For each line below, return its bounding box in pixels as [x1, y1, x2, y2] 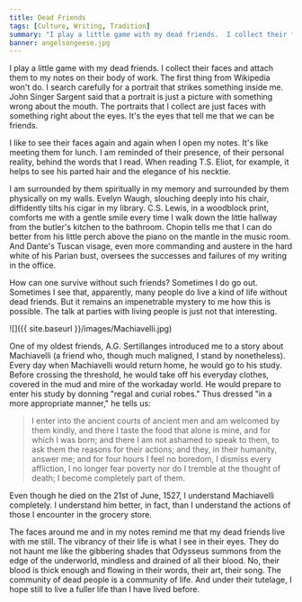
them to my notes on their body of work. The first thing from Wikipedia [9, 73, 271, 84]
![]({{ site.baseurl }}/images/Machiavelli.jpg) [9, 323, 173, 334]
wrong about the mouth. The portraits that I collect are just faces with [9, 101, 267, 112]
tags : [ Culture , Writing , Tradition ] [9, 22, 151, 31]
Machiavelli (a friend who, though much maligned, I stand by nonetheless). [9, 350, 286, 361]
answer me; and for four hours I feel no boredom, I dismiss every [31, 454, 272, 465]
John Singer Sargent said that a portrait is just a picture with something [9, 92, 273, 102]
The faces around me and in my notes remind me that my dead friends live [9, 527, 286, 537]
